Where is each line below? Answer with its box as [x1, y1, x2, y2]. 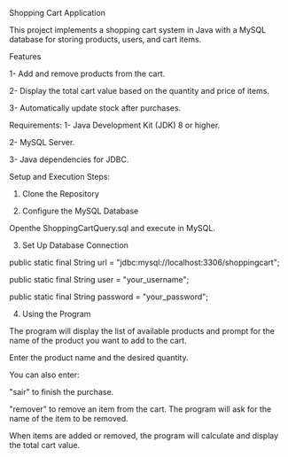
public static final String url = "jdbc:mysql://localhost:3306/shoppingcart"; [9, 257, 280, 267]
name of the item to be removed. [9, 414, 128, 423]
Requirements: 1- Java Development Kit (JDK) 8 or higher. [9, 120, 221, 130]
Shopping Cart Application [9, 8, 106, 18]
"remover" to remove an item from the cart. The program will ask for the [9, 404, 272, 414]
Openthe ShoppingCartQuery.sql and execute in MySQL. [9, 223, 215, 233]
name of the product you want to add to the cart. [9, 336, 188, 345]
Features [9, 51, 42, 61]
